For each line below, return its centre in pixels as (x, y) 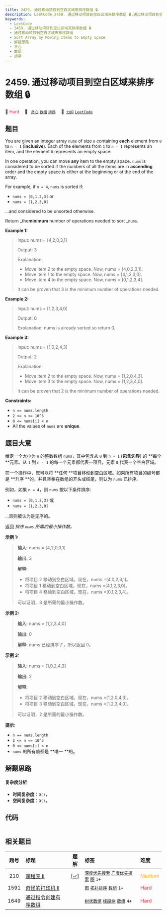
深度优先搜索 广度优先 (106, 873)
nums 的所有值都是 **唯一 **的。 (45, 751)
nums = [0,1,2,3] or (33, 197)
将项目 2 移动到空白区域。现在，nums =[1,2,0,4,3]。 (78, 698)
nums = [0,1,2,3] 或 (33, 500)
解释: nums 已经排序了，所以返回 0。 (55, 644)
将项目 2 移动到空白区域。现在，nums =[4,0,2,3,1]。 (78, 579)
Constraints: (18, 401)
